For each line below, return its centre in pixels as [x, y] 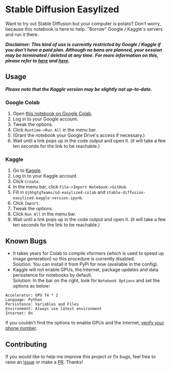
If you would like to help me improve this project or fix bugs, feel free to [81, 356]
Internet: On [19, 313]
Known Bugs [26, 241]
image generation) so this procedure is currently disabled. [74, 259]
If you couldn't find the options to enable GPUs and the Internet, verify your [85, 323]
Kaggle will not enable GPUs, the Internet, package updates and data [85, 270]
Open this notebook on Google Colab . [52, 114]
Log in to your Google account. [45, 119]
